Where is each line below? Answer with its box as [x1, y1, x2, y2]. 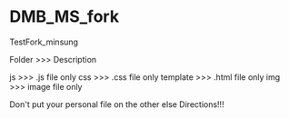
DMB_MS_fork [9, 6, 120, 27]
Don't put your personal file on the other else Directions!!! [9, 98, 224, 110]
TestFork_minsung [9, 36, 79, 47]
